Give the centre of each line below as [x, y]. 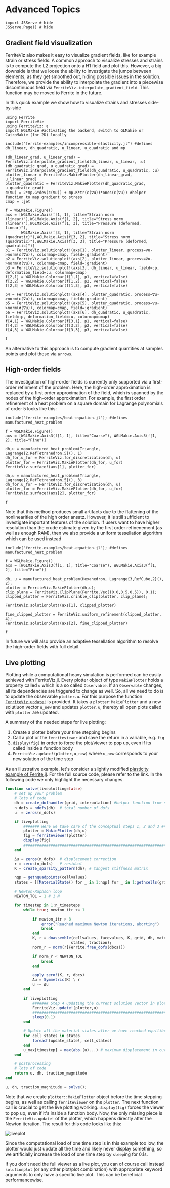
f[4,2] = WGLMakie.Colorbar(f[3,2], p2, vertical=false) [67, 325]
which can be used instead [33, 539]
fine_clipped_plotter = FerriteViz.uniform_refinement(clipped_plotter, [83, 614]
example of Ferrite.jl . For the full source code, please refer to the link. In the [84, 774]
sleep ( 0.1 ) [44, 1017]
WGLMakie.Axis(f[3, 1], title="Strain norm [68, 232]
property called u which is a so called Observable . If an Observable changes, [84, 685]
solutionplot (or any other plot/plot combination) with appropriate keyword [84, 1169]
